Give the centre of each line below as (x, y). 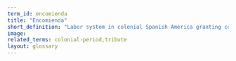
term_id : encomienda (38, 14)
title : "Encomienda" (38, 20)
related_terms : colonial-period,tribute (67, 40)
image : (17, 33)
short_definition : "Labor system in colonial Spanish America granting (114, 27)
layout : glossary (33, 46)
